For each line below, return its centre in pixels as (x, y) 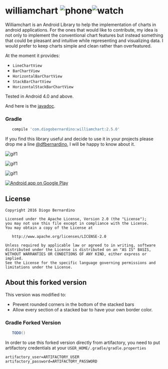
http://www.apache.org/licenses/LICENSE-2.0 (59, 236)
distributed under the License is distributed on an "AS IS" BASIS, (78, 250)
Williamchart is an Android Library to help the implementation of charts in (81, 25)
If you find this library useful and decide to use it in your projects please (79, 139)
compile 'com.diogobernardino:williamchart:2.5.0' (66, 129)
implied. (14, 258)
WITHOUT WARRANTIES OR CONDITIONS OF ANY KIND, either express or (76, 254)
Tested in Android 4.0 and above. (40, 96)
